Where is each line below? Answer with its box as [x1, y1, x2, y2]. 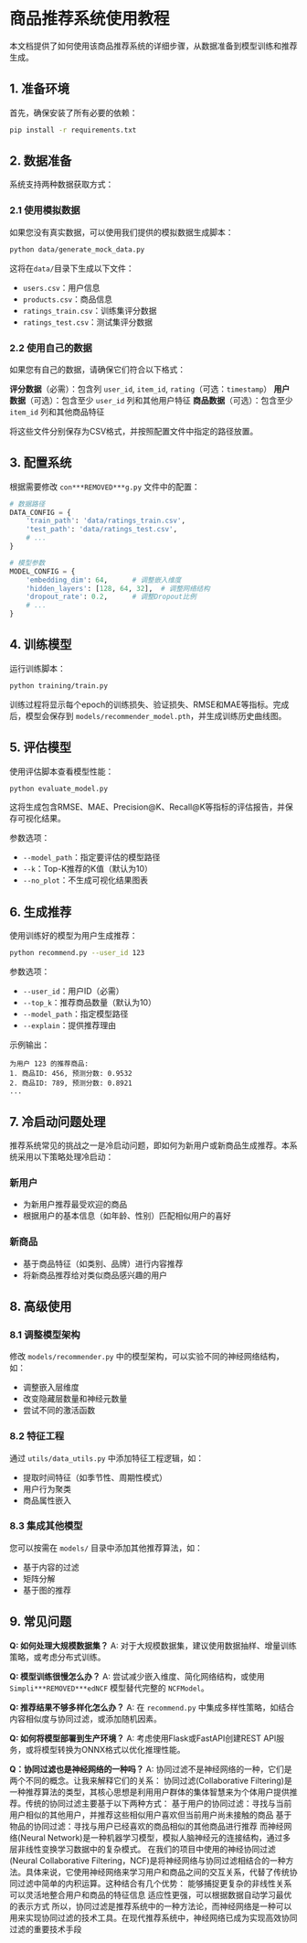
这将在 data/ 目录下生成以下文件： [9, 263, 134, 274]
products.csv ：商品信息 [22, 294, 112, 305]
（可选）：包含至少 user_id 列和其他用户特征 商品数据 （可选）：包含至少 [26, 394, 293, 405]
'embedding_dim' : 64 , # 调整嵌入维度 [26, 575, 182, 585]
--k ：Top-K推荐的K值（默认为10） [22, 864, 153, 875]
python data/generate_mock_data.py [9, 244, 145, 254]
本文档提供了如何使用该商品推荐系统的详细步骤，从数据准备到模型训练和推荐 [9, 40, 298, 51]
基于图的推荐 [22, 1584, 71, 1595]
